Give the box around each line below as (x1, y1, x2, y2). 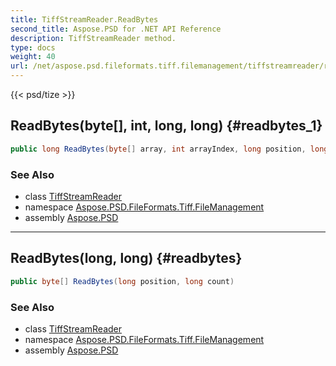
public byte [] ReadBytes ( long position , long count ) (10, 276, 235, 286)
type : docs (10, 42, 56, 53)
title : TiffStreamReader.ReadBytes (10, 14, 159, 25)
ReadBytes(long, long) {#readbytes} (10, 250, 243, 267)
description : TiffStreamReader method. (10, 33, 177, 43)
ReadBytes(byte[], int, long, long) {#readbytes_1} (10, 117, 323, 135)
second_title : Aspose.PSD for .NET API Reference (10, 24, 222, 34)
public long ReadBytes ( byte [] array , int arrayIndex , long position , (10, 144, 307, 154)
